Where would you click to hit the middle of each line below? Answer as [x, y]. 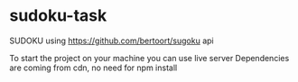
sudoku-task [58, 16]
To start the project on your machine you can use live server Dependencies [149, 58]
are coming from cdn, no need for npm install [93, 68]
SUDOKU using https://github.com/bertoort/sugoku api [112, 41]
